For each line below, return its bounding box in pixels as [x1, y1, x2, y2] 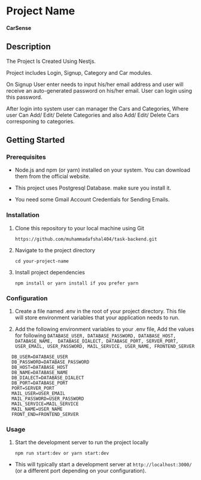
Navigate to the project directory [14, 246, 96, 253]
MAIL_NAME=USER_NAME [11, 406, 63, 412]
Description [6, 42, 51, 52]
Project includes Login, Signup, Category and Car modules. [6, 69, 153, 76]
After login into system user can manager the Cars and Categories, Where [6, 105, 189, 112]
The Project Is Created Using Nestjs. [6, 57, 96, 65]
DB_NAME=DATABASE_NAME [11, 369, 68, 375]
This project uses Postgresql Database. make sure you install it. [14, 184, 172, 192]
